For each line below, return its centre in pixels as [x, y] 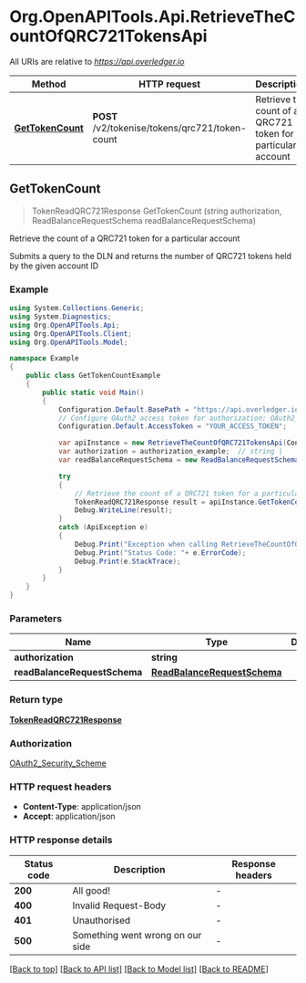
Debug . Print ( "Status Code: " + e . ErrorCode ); [160, 553]
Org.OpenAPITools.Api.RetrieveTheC [153, 17]
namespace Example [44, 359]
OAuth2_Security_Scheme [58, 763]
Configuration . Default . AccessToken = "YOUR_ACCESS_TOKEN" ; [172, 426]
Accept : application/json [69, 816]
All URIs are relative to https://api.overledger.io [97, 61]
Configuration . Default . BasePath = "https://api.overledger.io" [180, 409]
